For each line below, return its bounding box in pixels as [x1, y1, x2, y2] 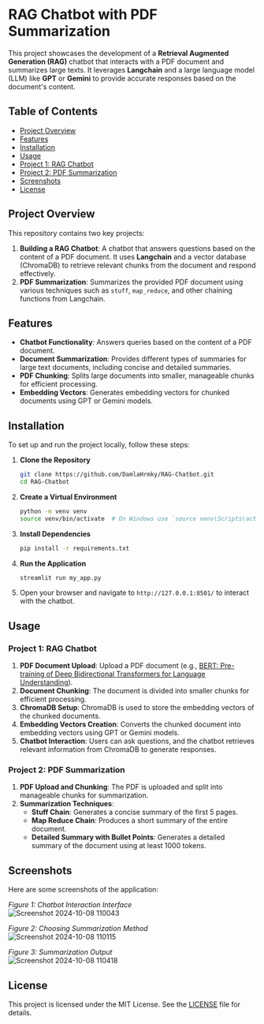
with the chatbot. [19, 596, 75, 606]
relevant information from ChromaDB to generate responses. [19, 745, 217, 754]
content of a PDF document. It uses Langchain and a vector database [19, 252, 247, 261]
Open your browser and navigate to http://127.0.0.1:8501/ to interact [19, 588, 250, 597]
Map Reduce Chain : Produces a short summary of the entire [31, 816, 229, 825]
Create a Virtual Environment [19, 491, 117, 502]
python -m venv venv [19, 507, 87, 515]
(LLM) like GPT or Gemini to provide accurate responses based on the [8, 73, 236, 83]
